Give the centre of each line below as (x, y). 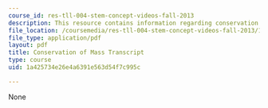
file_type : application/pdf (55, 38)
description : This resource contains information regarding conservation (134, 23)
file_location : (33, 30)
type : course (30, 60)
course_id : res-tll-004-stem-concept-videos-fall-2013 (101, 15)
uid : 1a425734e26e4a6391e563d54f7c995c (75, 67)
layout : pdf (28, 45)
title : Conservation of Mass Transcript (77, 52)
